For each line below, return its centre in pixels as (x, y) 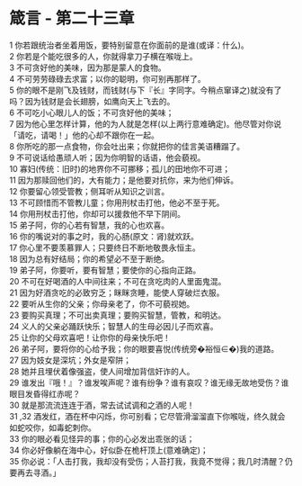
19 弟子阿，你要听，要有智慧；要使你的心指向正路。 (105, 270)
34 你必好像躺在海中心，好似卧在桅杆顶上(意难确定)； (109, 450)
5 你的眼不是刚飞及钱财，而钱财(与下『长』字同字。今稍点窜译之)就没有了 (146, 90)
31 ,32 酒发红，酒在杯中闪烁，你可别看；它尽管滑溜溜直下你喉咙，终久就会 (147, 416)
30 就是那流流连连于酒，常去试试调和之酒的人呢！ (102, 405)
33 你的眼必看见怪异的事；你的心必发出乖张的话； (102, 438)
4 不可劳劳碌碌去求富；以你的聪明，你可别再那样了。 (107, 78)
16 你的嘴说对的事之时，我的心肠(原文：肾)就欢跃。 (104, 236)
